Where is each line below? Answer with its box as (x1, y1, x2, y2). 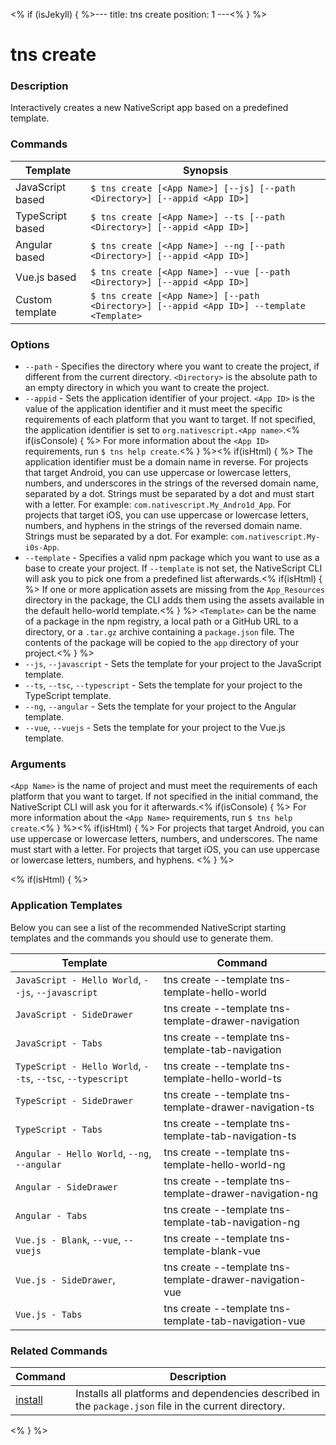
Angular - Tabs (15, 1210, 88, 1221)
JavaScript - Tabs (15, 1037, 103, 1049)
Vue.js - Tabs (15, 1309, 83, 1320)
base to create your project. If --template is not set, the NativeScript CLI (24, 562, 323, 574)
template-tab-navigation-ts (163, 1129, 297, 1143)
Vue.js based (15, 270, 77, 284)
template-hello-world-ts (163, 1071, 282, 1085)
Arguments (10, 757, 67, 771)
